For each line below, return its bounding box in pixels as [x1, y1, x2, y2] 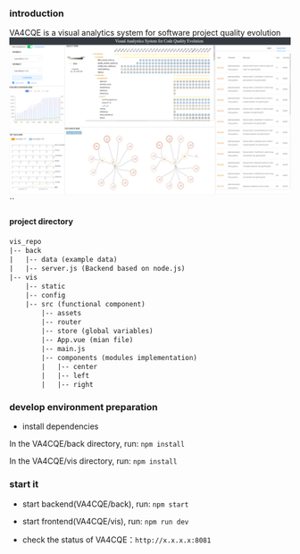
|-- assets [41, 309, 82, 318]
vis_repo [9, 238, 42, 247]
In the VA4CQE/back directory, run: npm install [9, 439, 186, 449]
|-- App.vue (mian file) [41, 336, 134, 345]
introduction [9, 7, 64, 20]
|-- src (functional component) [25, 300, 146, 309]
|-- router [41, 318, 82, 327]
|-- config [25, 291, 66, 300]
